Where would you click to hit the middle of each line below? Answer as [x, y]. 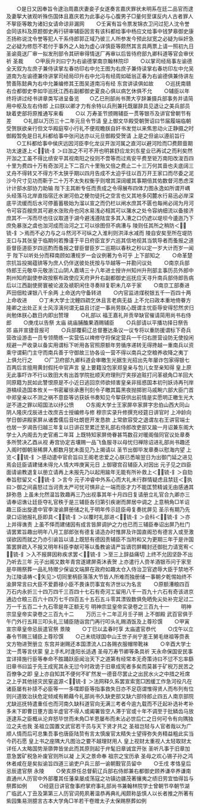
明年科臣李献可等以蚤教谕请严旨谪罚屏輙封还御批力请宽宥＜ [121, 547]
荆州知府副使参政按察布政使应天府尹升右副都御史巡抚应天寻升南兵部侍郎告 [97, 278]
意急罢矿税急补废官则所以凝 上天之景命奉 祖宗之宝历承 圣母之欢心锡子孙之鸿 [100, 756]
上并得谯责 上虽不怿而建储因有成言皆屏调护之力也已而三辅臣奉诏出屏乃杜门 [98, 524]
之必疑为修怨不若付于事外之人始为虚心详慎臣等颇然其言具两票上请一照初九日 [100, 46]
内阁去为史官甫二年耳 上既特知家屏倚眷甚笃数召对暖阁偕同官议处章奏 [106, 435]
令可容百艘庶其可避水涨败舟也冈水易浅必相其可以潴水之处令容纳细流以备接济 [100, 210]
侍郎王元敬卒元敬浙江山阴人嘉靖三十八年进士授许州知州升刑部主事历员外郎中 [100, 270]
